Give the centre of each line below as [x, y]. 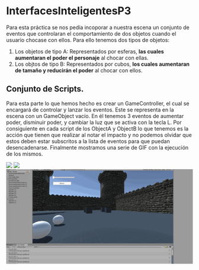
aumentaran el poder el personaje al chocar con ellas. [82, 58]
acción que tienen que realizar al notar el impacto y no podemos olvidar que [99, 135]
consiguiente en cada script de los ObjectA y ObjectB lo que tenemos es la [97, 128]
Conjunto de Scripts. [45, 89]
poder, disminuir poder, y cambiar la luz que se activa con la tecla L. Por [94, 122]
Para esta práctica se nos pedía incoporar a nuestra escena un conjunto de [98, 27]
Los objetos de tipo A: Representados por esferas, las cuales [89, 51]
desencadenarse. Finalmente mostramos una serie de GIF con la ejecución [97, 147]
